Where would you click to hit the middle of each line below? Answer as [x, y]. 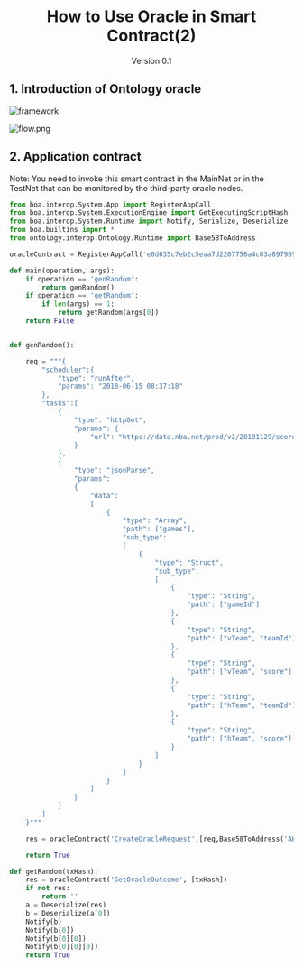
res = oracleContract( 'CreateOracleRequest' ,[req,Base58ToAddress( [155, 839]
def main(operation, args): [62, 271]
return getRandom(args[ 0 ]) [108, 313]
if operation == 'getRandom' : [83, 296]
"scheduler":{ [68, 370]
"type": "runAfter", [96, 378]
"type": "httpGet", [110, 420]
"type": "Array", [155, 520]
